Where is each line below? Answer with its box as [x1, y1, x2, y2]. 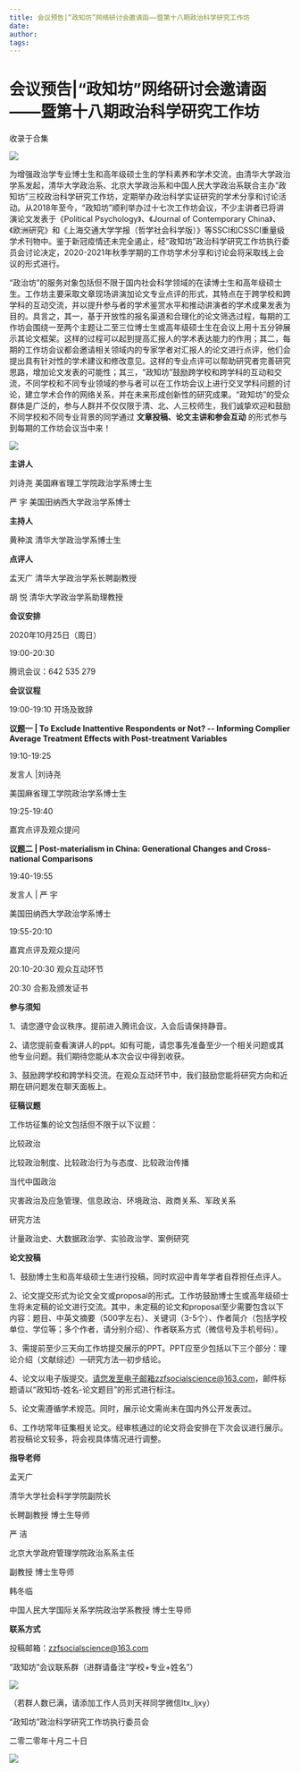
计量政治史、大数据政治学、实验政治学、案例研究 [9, 1233, 189, 1244]
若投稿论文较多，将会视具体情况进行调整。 [9, 1434, 166, 1444]
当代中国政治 [9, 1176, 56, 1187]
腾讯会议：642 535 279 [9, 666, 96, 677]
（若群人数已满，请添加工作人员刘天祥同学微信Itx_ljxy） [9, 1698, 215, 1708]
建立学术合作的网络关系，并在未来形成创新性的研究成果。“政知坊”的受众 [24, 389, 290, 400]
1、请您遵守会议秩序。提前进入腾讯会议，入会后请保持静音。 [9, 1021, 232, 1032]
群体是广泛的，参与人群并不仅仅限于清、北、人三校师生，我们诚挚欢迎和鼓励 [9, 400, 291, 412]
